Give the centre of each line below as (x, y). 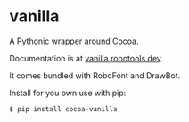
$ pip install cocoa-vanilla (63, 109)
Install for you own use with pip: (68, 93)
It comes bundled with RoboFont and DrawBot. (95, 75)
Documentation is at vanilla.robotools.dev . (86, 58)
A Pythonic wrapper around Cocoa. (74, 41)
